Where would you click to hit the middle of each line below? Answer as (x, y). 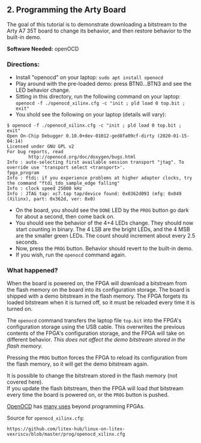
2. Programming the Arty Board (67, 10)
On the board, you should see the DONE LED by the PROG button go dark (102, 210)
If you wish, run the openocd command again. (71, 255)
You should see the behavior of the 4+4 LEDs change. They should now (104, 223)
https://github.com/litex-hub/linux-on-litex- (66, 429)
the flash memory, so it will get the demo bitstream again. (78, 364)
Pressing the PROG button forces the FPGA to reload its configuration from (97, 358)
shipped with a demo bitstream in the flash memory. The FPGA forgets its (97, 296)
